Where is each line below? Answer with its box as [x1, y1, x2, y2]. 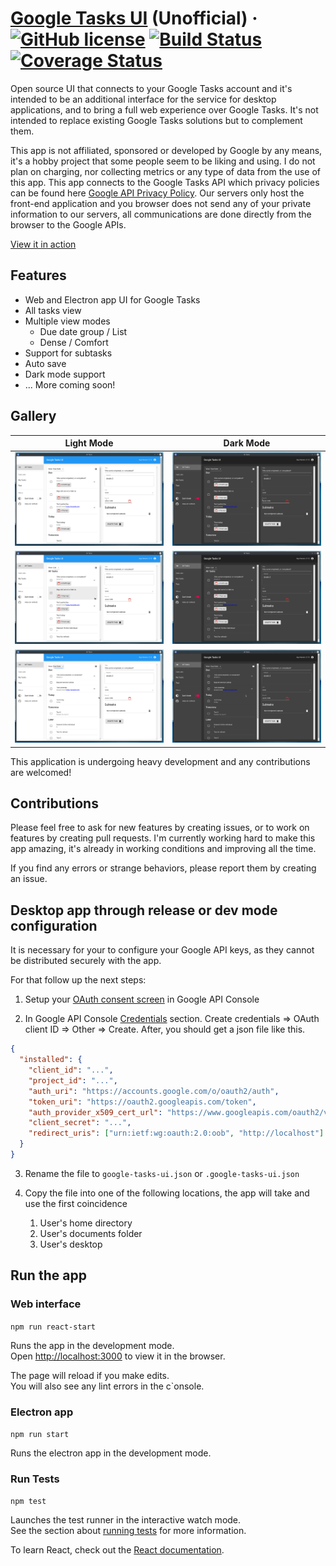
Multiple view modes [24, 315, 111, 327]
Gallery [10, 408, 57, 425]
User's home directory [39, 1217, 133, 1229]
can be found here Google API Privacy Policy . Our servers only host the [10, 187, 305, 199]
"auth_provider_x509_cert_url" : [28, 1107, 163, 1117]
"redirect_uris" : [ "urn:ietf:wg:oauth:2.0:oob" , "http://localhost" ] [28, 1128, 325, 1139]
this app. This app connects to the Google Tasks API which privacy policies [10, 176, 320, 188]
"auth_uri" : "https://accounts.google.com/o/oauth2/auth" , [28, 1086, 280, 1096]
